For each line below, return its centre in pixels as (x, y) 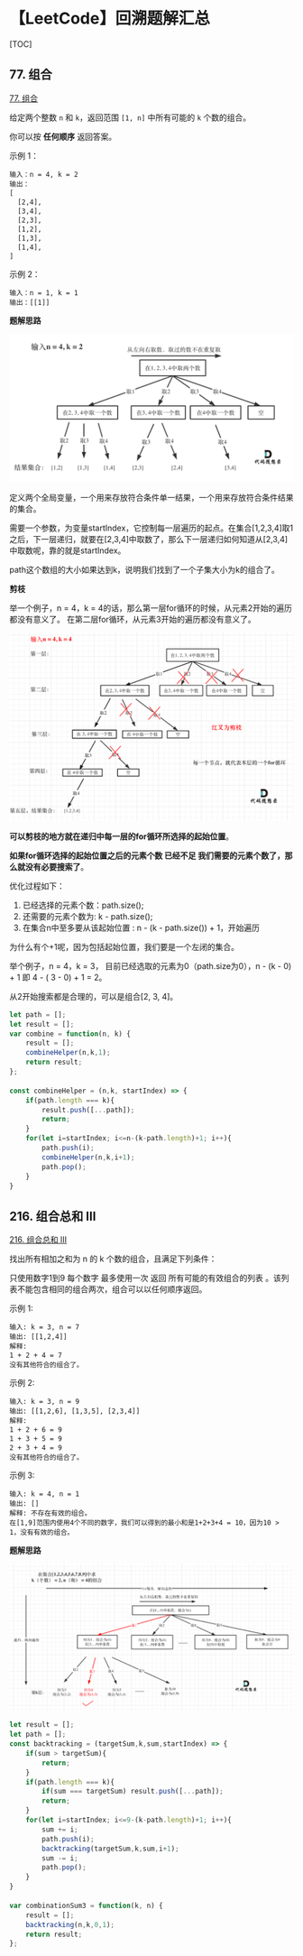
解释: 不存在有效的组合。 (50, 1513)
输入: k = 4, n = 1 (45, 1494)
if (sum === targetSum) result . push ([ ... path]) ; (133, 1792)
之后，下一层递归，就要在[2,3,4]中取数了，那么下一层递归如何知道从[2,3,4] (149, 539)
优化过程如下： (37, 886)
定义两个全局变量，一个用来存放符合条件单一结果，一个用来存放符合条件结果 (151, 497)
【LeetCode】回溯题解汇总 (110, 18)
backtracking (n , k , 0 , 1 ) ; (70, 1924)
